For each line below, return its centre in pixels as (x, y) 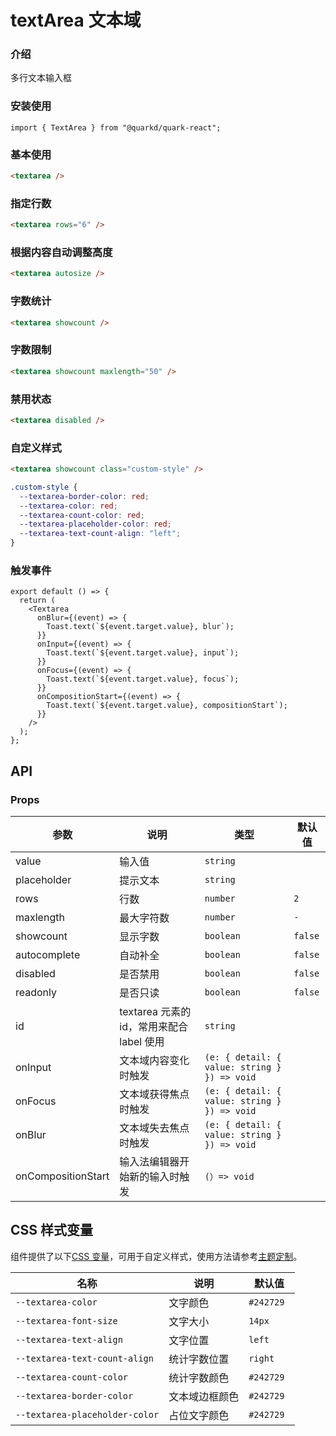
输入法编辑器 (149, 1162)
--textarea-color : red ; (68, 506)
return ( (37, 601)
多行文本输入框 (41, 78)
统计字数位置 (199, 1359)
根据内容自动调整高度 (61, 253)
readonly (36, 993)
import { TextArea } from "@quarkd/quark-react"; (116, 127)
